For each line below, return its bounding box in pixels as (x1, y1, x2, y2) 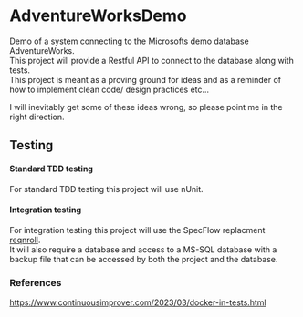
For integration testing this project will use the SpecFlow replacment (9, 224, 266, 235)
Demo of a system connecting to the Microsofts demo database (9, 36, 249, 46)
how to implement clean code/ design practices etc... (9, 84, 210, 95)
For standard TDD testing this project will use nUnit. (9, 183, 204, 194)
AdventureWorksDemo (9, 5, 187, 26)
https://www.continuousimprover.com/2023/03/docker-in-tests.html (9, 297, 266, 308)
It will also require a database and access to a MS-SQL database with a (9, 243, 277, 255)
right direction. (9, 111, 66, 122)
